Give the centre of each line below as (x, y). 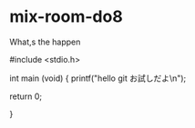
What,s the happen (45, 42)
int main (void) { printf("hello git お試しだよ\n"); (98, 78)
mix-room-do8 (66, 17)
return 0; (26, 96)
